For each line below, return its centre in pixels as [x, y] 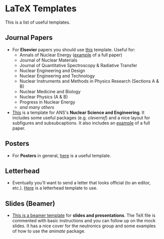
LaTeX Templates [41, 9]
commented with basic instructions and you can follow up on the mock [84, 221]
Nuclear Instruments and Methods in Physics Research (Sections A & [89, 81]
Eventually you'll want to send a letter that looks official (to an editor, [81, 183]
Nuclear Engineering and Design [52, 70]
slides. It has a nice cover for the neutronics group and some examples [84, 226]
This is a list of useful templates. [38, 22]
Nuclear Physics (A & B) [44, 97]
